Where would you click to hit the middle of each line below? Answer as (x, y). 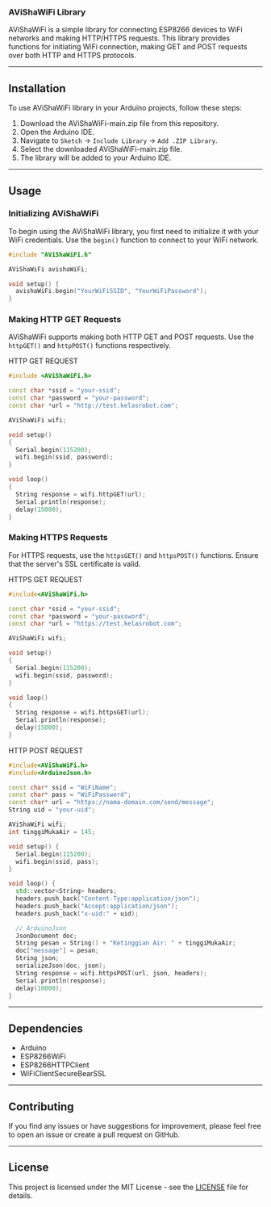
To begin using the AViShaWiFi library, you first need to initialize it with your (134, 231)
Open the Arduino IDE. (57, 132)
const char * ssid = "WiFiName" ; (63, 787)
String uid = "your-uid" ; (52, 810)
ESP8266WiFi (43, 1057)
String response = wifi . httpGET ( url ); (81, 494)
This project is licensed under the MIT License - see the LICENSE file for (128, 1187)
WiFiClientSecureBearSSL (63, 1074)
